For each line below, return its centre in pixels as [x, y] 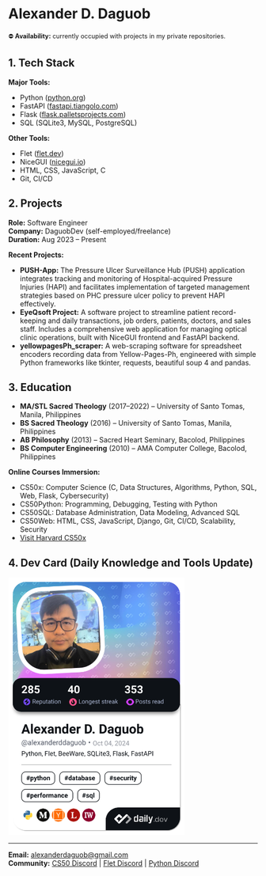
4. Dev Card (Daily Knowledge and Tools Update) [131, 563]
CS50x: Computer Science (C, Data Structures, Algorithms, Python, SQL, [138, 487]
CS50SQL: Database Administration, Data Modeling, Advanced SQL [129, 513]
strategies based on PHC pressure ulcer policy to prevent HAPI [122, 295]
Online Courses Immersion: [54, 472]
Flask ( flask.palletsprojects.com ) [73, 114]
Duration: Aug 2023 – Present [57, 239]
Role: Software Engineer [48, 222]
